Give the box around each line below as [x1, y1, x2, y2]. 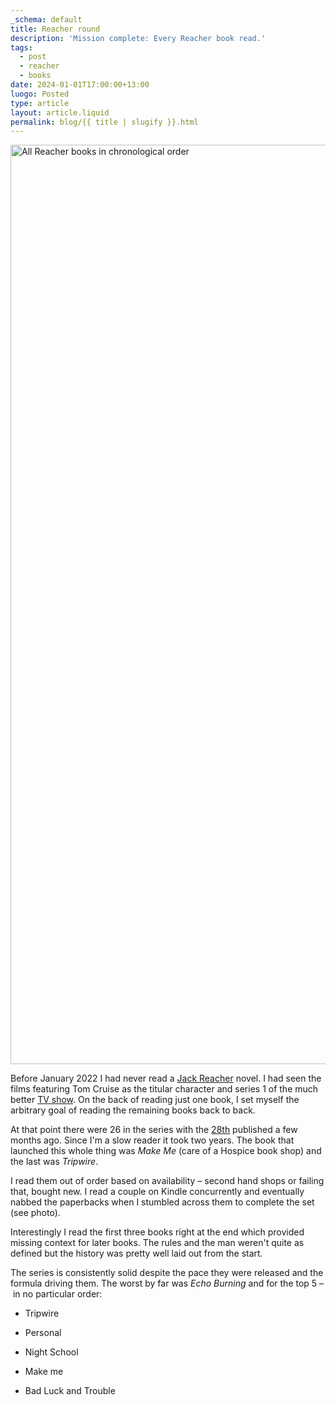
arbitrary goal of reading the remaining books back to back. [10, 1104, 256, 1116]
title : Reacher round [10, 24, 101, 34]
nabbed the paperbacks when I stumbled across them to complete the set [10, 1196, 315, 1208]
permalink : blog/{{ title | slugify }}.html [10, 117, 199, 127]
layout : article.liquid [10, 107, 110, 118]
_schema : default [10, 14, 83, 25]
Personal [24, 1327, 62, 1339]
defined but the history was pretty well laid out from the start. [10, 1247, 263, 1260]
